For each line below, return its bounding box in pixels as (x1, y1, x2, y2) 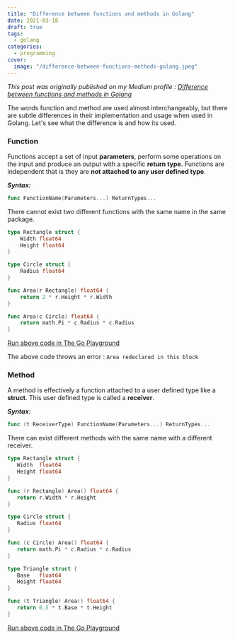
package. (7, 215, 35, 223)
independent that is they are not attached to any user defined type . (7, 167, 207, 175)
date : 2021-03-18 (7, 17, 59, 24)
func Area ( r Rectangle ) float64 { (7, 287, 110, 294)
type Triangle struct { (7, 565, 78, 573)
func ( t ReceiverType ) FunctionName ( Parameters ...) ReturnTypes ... (7, 421, 211, 428)
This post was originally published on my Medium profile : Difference (7, 82, 209, 90)
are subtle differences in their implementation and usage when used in (7, 111, 213, 119)
